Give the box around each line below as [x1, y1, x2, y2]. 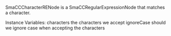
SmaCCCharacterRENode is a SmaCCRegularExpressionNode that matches [5, 5, 165, 10]
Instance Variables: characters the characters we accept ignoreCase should [5, 20, 166, 25]
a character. [5, 10, 31, 16]
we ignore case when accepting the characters [5, 25, 105, 31]
